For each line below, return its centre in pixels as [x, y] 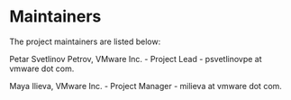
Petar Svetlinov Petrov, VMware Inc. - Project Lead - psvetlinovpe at [136, 59]
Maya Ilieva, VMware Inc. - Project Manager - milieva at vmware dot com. [145, 86]
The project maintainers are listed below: [85, 41]
